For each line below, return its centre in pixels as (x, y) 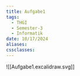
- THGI (19, 22)
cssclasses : (20, 50)
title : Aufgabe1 (26, 11)
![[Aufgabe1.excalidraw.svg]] (40, 67)
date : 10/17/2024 (27, 39)
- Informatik (27, 34)
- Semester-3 (27, 28)
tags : (13, 17)
